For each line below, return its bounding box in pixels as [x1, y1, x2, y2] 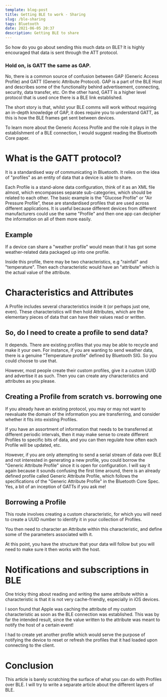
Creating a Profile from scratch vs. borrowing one [5, 393, 162, 401]
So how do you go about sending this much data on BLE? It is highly [5, 44, 145, 50]
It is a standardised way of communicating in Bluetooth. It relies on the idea [5, 169, 160, 175]
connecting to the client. [5, 643, 55, 649]
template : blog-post [5, 7, 48, 12]
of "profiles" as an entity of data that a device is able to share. [5, 174, 133, 180]
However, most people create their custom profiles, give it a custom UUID [5, 367, 156, 373]
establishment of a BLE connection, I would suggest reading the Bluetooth [5, 130, 158, 136]
